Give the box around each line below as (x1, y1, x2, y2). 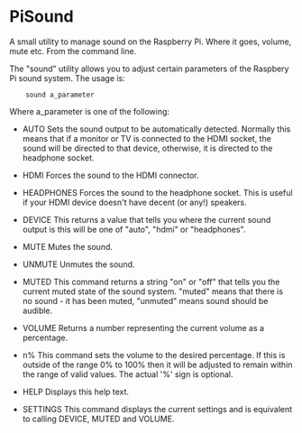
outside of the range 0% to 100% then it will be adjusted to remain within (22, 359, 293, 370)
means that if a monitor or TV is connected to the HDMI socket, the (22, 133, 272, 143)
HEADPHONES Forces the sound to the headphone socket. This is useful (22, 187, 293, 198)
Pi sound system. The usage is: (9, 72, 126, 83)
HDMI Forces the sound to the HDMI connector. (22, 170, 200, 180)
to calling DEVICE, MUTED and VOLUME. (22, 413, 175, 424)
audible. (22, 305, 53, 316)
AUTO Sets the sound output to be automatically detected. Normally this (22, 124, 291, 134)
